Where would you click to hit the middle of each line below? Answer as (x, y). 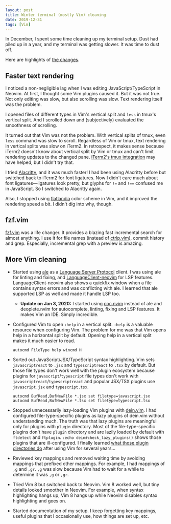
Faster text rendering (40, 76)
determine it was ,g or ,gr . (41, 474)
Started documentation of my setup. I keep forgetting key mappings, (84, 511)
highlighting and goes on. (39, 500)
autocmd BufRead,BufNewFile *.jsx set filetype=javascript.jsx (81, 396)
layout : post (19, 10)
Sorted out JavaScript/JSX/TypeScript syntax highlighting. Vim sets (83, 360)
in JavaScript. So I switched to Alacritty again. (54, 189)
